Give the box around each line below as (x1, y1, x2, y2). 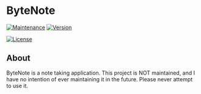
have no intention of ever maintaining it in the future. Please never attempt (6, 75, 193, 82)
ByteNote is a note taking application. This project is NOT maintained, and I (6, 69, 196, 76)
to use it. (6, 82, 29, 89)
